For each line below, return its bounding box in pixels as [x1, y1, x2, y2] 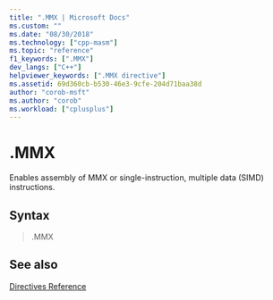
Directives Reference [9, 280, 87, 291]
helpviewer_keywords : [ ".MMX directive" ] [9, 71, 166, 80]
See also [9, 257, 58, 272]
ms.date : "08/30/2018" [9, 29, 94, 38]
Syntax [9, 207, 50, 223]
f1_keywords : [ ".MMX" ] [9, 54, 94, 63]
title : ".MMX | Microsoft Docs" [9, 12, 130, 22]
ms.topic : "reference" [9, 46, 94, 55]
